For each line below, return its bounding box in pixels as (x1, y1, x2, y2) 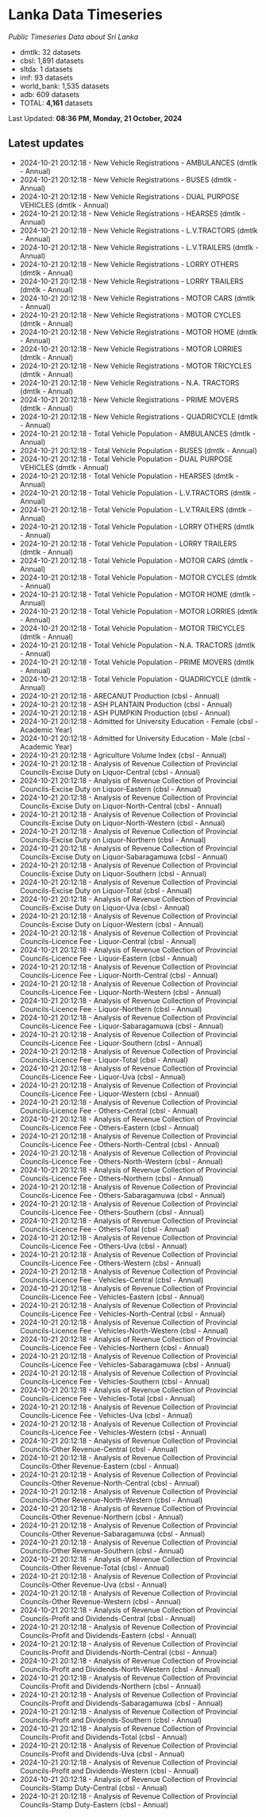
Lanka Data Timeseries (8, 6, 163, 24)
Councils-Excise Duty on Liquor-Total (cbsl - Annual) (19, 886, 193, 895)
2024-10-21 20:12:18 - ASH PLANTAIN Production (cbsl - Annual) (19, 699, 233, 709)
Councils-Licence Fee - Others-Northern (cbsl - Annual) (19, 1173, 204, 1183)
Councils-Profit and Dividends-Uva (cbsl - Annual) (19, 1748, 185, 1758)
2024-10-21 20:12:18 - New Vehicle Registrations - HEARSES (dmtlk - (19, 209, 246, 218)
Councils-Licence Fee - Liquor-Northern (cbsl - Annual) (19, 1004, 202, 1013)
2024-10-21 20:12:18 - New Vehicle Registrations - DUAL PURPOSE (19, 191, 240, 201)
